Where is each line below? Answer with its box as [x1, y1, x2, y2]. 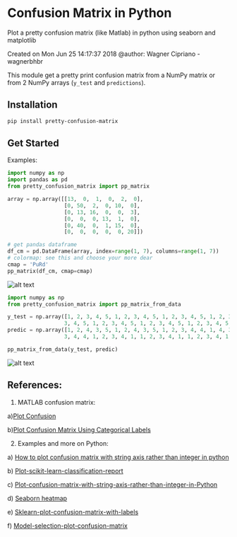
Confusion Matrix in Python [7, 5, 172, 21]
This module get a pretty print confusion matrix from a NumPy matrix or [7, 71, 216, 79]
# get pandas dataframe [7, 241, 78, 248]
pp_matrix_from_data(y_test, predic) [7, 345, 119, 353]
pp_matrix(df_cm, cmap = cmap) [7, 267, 93, 275]
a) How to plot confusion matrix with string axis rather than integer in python [7, 453, 229, 461]
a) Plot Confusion [7, 412, 56, 420]
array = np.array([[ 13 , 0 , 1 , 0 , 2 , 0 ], [7, 196, 143, 203]
